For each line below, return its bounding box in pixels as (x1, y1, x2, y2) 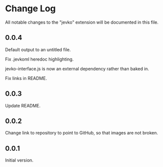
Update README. (5, 102, 41, 108)
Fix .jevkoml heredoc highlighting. (5, 56, 74, 62)
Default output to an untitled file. (5, 46, 71, 52)
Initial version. (5, 157, 34, 163)
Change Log (5, 3, 56, 14)
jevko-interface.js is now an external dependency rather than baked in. (5, 66, 149, 71)
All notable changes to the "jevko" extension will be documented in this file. (5, 19, 159, 25)
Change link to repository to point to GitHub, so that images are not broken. (5, 130, 158, 136)
